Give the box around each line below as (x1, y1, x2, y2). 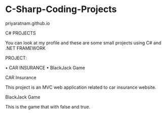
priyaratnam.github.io (5, 20, 50, 26)
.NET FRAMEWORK (5, 45, 46, 51)
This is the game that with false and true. (5, 103, 91, 109)
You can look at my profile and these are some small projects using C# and (5, 39, 161, 46)
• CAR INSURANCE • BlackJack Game (5, 65, 85, 71)
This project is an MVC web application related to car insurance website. (5, 84, 156, 90)
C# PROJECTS (5, 30, 36, 36)
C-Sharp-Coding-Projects (5, 4, 117, 15)
